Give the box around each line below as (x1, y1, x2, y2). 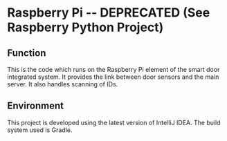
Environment (7, 100, 64, 112)
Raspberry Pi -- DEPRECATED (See (7, 5, 210, 21)
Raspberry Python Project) (7, 19, 164, 35)
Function (7, 47, 46, 59)
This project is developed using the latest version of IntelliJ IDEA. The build (7, 118, 221, 126)
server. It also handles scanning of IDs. (7, 80, 118, 88)
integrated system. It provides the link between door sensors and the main (7, 73, 219, 81)
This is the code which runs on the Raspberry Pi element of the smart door (7, 66, 220, 73)
